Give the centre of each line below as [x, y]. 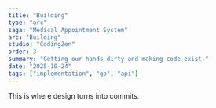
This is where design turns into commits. [74, 95]
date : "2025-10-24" [40, 67]
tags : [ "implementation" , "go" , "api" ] [73, 74]
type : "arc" [27, 23]
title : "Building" [38, 15]
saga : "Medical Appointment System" [68, 30]
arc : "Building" [35, 37]
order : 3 [22, 52]
